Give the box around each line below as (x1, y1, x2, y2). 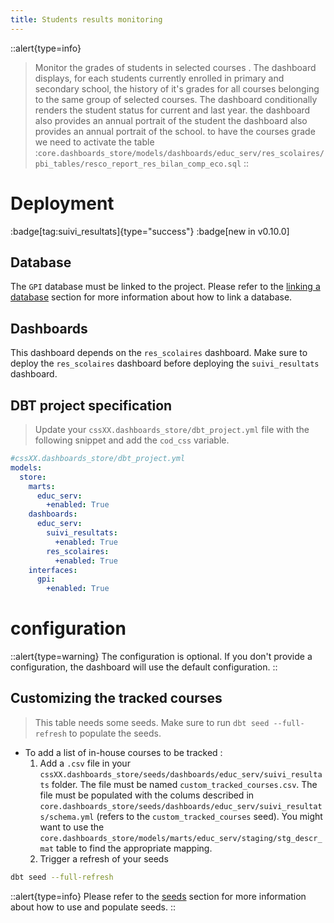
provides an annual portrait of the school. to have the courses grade (34, 125, 316, 137)
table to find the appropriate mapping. (56, 842, 213, 854)
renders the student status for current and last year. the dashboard (34, 104, 311, 116)
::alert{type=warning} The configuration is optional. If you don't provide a (10, 651, 313, 663)
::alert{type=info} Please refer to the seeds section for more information (10, 890, 307, 902)
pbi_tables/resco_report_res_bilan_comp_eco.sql (34, 159, 242, 169)
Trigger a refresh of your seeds (39, 852, 169, 865)
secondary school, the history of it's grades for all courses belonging (34, 82, 320, 95)
